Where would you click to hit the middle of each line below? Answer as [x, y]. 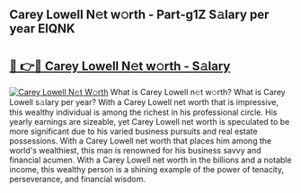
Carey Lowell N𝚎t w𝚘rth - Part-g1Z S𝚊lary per [139, 15]
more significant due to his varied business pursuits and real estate [133, 131]
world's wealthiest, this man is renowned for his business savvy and [135, 150]
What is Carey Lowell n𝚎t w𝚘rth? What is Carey [198, 92]
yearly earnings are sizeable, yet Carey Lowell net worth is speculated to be [150, 122]
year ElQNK [42, 29]
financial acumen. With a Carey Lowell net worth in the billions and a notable [150, 160]
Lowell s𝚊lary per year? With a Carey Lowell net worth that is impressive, [144, 102]
